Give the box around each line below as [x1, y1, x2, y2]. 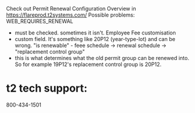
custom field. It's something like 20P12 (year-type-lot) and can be [14, 36, 176, 42]
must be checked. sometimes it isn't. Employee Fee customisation [14, 29, 176, 36]
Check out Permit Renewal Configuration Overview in [6, 5, 136, 12]
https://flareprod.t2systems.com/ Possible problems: [6, 11, 135, 18]
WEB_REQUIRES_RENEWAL [6, 18, 73, 24]
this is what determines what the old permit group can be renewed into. [14, 55, 190, 61]
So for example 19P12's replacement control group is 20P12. [14, 61, 162, 68]
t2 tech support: [6, 81, 88, 95]
